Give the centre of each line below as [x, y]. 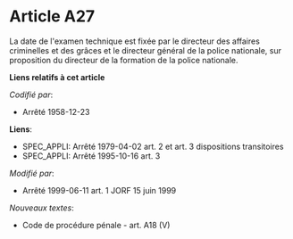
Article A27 [52, 16]
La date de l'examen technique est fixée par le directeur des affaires [135, 41]
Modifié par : [32, 173]
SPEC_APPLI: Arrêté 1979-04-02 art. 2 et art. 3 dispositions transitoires [153, 146]
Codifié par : [31, 95]
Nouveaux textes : [42, 208]
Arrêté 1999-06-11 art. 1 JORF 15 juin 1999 [99, 190]
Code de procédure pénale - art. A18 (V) [96, 225]
